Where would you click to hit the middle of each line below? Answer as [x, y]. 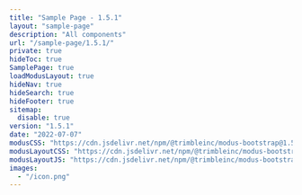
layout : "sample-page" [52, 26]
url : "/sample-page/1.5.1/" [62, 43]
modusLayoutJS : [38, 160]
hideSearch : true [42, 93]
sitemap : [26, 110]
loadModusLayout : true [52, 76]
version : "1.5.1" [42, 127]
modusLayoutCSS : [40, 151]
